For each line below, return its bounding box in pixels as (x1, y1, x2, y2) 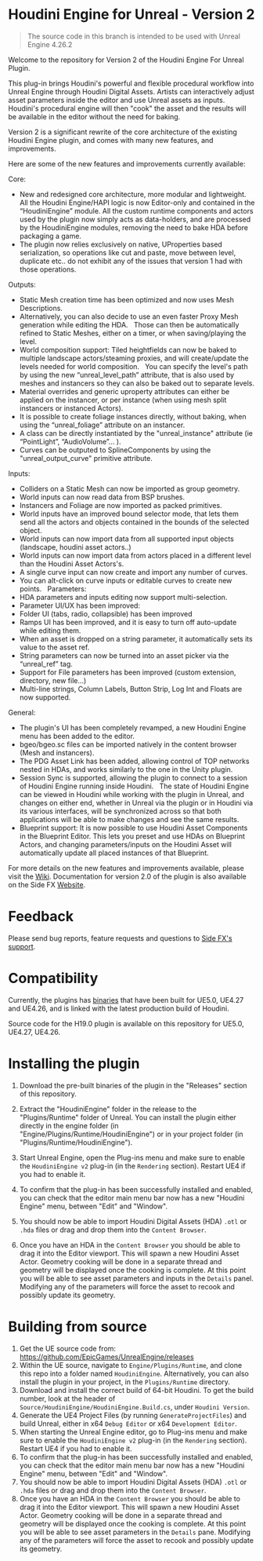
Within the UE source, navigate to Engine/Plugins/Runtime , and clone (19, 1360, 243, 1369)
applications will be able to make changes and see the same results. (19, 814, 240, 824)
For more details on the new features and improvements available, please (8, 863, 244, 872)
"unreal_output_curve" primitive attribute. (19, 453, 153, 462)
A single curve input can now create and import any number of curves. (19, 567, 248, 576)
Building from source (8, 1318, 147, 1336)
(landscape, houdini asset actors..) (19, 542, 131, 551)
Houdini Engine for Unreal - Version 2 (8, 5, 255, 24)
